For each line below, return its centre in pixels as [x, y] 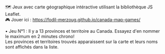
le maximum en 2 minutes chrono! [40, 36]
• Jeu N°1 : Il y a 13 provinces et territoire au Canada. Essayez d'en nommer [82, 31]
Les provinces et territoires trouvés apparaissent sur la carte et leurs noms [82, 42]
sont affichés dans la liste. [32, 47]
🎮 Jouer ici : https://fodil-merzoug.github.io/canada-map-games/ [73, 20]
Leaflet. [13, 14]
